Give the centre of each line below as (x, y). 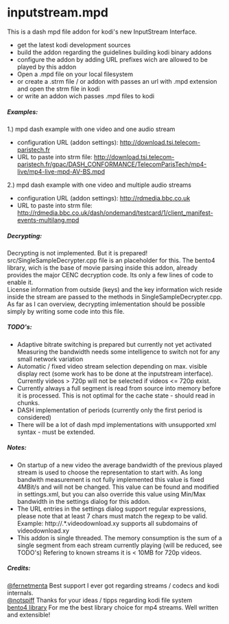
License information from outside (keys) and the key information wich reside (115, 289)
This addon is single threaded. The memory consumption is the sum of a (120, 538)
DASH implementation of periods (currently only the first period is (110, 410)
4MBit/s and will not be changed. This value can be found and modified (118, 487)
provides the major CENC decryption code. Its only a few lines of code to (110, 275)
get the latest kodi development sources (74, 45)
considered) (34, 417)
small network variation (50, 359)
